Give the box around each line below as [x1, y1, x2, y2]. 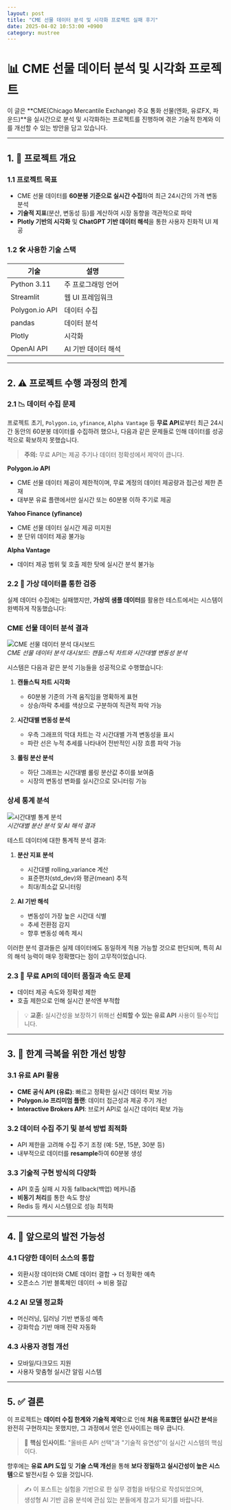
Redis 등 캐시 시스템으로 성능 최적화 [16, 1202, 114, 1211]
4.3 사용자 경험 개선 [7, 1342, 69, 1352]
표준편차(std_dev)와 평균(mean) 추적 [27, 874, 128, 882]
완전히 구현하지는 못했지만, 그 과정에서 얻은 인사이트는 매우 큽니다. [7, 1424, 186, 1432]
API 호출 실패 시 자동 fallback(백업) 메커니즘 [16, 1185, 136, 1194]
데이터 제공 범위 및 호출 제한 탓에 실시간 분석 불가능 [16, 560, 155, 568]
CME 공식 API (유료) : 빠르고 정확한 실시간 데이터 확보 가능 [16, 1088, 173, 1096]
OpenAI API [10, 344, 48, 354]
